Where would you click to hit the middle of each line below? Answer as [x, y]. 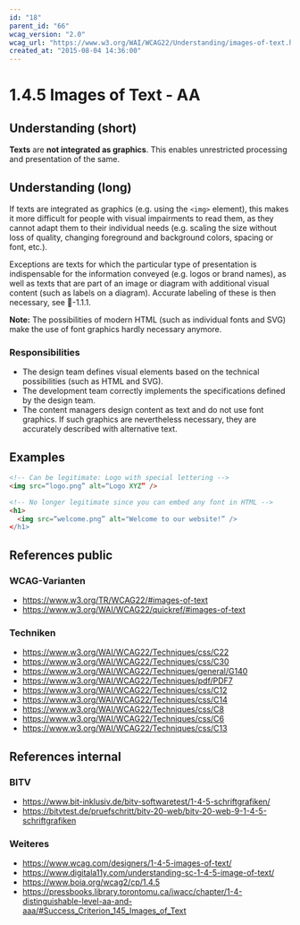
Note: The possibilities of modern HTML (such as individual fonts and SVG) [148, 320]
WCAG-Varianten [48, 580]
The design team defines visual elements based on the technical [141, 372]
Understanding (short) [73, 128]
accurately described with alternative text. [100, 429]
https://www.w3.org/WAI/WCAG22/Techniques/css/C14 [125, 700]
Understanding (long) [71, 188]
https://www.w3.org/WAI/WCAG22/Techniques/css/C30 [125, 662]
